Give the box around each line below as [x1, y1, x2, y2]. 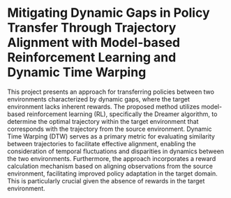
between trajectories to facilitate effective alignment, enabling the [7, 139, 197, 148]
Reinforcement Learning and [7, 50, 177, 66]
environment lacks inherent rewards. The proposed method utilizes [7, 102, 200, 111]
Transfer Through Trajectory [7, 20, 177, 36]
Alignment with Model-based [7, 35, 180, 50]
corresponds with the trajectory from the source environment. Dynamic [7, 125, 212, 133]
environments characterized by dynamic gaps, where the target [7, 94, 191, 103]
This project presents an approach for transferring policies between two [7, 87, 215, 96]
